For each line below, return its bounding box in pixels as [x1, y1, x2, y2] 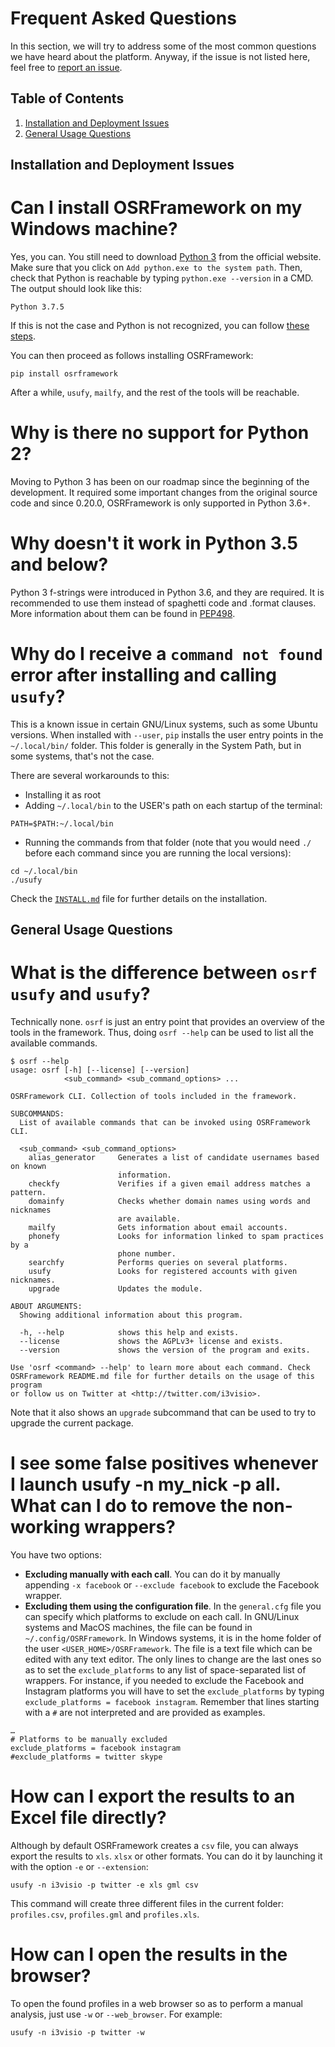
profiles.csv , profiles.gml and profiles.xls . [10, 1908, 200, 1921]
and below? [10, 553, 109, 576]
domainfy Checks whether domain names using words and [28, 1197, 311, 1207]
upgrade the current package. [10, 1417, 134, 1429]
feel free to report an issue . [10, 61, 123, 73]
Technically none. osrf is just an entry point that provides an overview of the [10, 1016, 325, 1028]
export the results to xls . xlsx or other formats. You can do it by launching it [10, 1850, 323, 1862]
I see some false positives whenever [10, 1452, 319, 1475]
